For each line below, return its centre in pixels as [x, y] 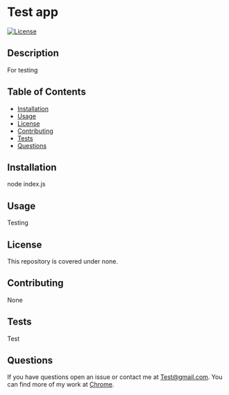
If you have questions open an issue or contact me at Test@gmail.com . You [115, 377]
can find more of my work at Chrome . [61, 385]
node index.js [26, 184]
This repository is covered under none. [63, 261]
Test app [33, 12]
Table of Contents [47, 92]
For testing [23, 70]
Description [33, 53]
